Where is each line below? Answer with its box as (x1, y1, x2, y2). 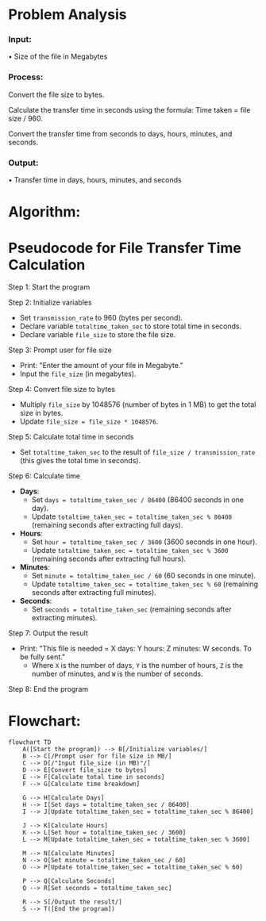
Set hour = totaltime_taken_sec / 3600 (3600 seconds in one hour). (31, 537, 258, 547)
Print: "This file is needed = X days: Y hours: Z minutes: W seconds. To (19, 644, 252, 654)
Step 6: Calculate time (8, 471, 81, 481)
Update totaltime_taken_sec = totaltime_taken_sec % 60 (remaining (31, 579, 259, 589)
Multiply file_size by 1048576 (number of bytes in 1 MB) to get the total (19, 400, 256, 409)
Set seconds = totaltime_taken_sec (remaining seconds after (31, 604, 232, 614)
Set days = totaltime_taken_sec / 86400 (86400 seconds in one (31, 495, 245, 505)
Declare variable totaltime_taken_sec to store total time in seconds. (19, 321, 242, 331)
